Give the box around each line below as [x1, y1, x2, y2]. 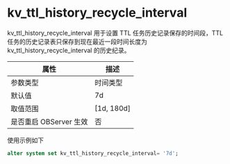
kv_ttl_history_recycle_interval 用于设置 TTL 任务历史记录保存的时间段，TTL [7, 28, 224, 37]
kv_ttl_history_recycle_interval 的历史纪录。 [7, 46, 131, 54]
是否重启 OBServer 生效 [10, 117, 88, 126]
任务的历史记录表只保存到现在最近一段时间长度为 [7, 37, 147, 46]
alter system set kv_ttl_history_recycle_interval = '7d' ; [7, 149, 179, 157]
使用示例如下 [7, 136, 44, 144]
